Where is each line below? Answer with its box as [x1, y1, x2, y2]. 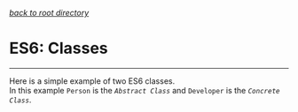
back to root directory [9, 8, 90, 18]
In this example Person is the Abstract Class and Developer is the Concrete [9, 85, 280, 95]
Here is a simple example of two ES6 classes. [9, 75, 176, 86]
